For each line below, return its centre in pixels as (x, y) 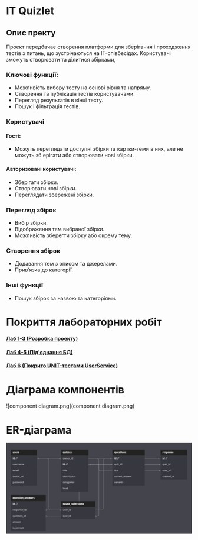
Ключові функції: (32, 75)
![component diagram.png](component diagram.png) (70, 406)
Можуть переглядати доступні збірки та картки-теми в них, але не (99, 149)
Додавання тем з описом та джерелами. (66, 264)
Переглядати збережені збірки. (54, 195)
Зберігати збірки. (36, 182)
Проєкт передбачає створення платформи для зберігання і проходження (98, 47)
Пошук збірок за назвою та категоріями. (65, 298)
